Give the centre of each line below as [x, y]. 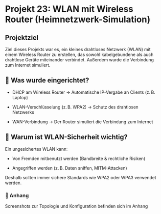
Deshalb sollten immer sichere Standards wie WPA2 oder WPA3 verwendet [81, 177]
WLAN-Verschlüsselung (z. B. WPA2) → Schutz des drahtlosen [75, 107]
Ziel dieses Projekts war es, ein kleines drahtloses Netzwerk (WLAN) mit [78, 49]
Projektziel [22, 38]
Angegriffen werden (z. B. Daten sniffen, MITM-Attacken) [69, 168]
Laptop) [20, 97]
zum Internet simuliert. [28, 65]
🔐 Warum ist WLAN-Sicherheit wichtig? [67, 137]
